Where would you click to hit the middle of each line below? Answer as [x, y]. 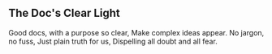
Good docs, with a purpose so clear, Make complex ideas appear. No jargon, [136, 32]
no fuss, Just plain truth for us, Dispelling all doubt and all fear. [113, 41]
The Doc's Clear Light [64, 13]
